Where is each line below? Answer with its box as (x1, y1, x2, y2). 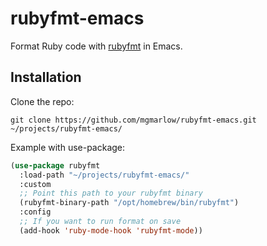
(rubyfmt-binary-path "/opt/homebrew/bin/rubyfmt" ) (19, 198, 240, 208)
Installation (10, 69, 82, 86)
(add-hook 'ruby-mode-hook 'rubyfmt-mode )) (19, 225, 203, 236)
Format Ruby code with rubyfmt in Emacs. (10, 40, 183, 52)
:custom (19, 179, 52, 189)
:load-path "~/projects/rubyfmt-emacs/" (19, 170, 190, 180)
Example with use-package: (10, 141, 126, 153)
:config (19, 207, 52, 217)
